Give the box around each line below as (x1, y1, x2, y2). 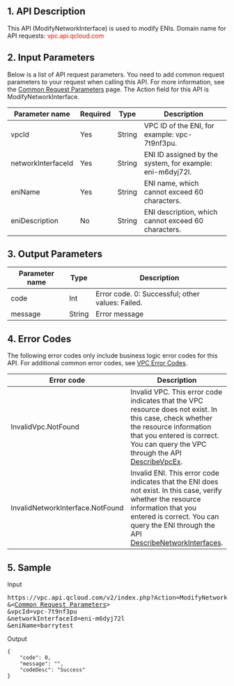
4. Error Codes (7, 333, 72, 344)
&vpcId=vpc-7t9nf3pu (7, 608, 78, 616)
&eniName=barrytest (7, 622, 74, 630)
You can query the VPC (130, 439, 207, 449)
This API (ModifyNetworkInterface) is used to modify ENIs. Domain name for (7, 24, 226, 32)
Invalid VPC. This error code (130, 387, 223, 397)
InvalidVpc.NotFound (10, 422, 80, 432)
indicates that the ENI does (130, 477, 219, 487)
